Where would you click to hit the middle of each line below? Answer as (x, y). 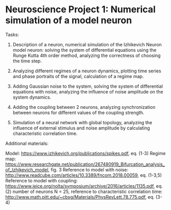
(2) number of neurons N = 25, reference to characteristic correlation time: (84, 192)
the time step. (27, 61)
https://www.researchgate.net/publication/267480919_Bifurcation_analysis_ (85, 164)
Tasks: (12, 34)
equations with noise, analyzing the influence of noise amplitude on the (88, 91)
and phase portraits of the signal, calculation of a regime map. (78, 76)
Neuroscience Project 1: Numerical (81, 9)
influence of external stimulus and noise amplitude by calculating (81, 128)
